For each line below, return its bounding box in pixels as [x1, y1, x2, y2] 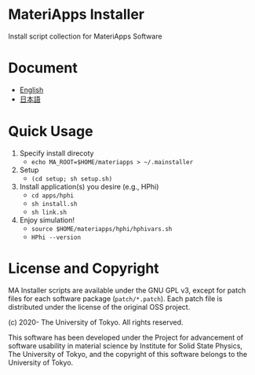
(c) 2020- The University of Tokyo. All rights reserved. [8, 317, 184, 327]
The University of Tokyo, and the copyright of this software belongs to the [8, 349, 248, 358]
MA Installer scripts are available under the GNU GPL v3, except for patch [8, 285, 246, 295]
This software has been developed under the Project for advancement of [8, 333, 244, 342]
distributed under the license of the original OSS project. [8, 302, 191, 311]
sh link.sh [31, 208, 67, 216]
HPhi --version [31, 233, 81, 241]
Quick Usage [8, 123, 93, 141]
